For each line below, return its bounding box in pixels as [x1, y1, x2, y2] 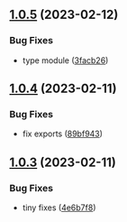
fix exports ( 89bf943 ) [22, 128, 104, 139]
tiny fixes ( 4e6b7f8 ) [22, 202, 96, 213]
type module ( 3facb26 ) [22, 54, 109, 66]
